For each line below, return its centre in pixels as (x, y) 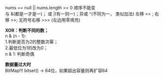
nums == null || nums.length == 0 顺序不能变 (50, 8)
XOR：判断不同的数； (27, 30)
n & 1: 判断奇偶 (20, 54)
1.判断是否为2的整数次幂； (32, 42)
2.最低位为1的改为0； (27, 48)
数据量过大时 (18, 64)
